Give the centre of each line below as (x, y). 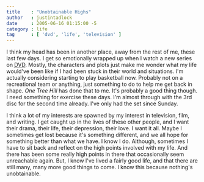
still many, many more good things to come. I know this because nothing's (100, 167)
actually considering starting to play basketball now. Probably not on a (95, 78)
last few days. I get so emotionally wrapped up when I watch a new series (99, 58)
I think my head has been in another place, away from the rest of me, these (101, 52)
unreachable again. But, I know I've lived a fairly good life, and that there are (102, 161)
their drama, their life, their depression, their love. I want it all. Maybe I (94, 128)
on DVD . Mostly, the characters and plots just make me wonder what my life (102, 65)
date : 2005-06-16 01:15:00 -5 (52, 23)
